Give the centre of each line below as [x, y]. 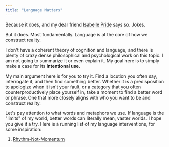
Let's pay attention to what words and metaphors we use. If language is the [85, 113]
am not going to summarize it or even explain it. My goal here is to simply [82, 60]
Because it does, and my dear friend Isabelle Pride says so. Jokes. [76, 24]
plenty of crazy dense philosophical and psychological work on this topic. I [84, 55]
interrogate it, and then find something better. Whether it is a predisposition [85, 81]
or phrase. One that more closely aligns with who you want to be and [78, 97]
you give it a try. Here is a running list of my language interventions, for [80, 124]
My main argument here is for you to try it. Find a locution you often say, [81, 76]
